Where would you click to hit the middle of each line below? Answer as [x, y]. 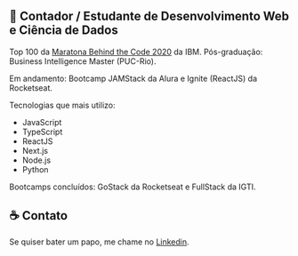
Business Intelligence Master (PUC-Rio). [83, 61]
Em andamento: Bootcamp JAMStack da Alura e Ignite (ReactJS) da [133, 78]
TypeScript [42, 132]
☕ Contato [39, 216]
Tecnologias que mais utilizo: [62, 105]
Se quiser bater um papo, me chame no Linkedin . [99, 242]
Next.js [35, 150]
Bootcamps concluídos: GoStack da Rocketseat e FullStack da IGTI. [133, 187]
